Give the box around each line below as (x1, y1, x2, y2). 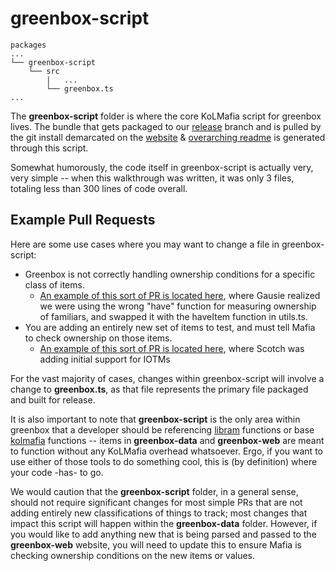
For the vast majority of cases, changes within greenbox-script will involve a (10, 372, 325, 384)
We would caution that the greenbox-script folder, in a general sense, (10, 485, 299, 497)
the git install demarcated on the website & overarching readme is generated (10, 131, 326, 143)
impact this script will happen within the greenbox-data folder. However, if (10, 517, 318, 529)
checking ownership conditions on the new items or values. (10, 549, 256, 561)
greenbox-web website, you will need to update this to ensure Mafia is (10, 538, 302, 551)
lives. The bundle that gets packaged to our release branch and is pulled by (10, 120, 322, 132)
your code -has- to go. (10, 466, 104, 478)
